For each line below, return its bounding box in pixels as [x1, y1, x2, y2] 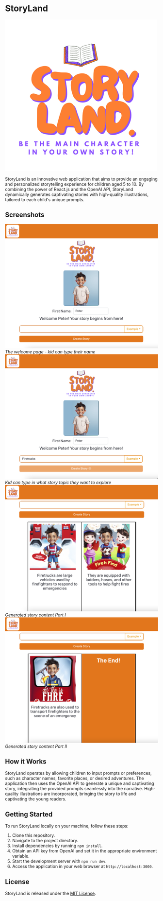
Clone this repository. [12, 832, 55, 838]
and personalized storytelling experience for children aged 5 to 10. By [5, 181, 144, 187]
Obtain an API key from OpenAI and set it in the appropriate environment [12, 848, 157, 854]
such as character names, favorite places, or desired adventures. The [5, 776, 144, 781]
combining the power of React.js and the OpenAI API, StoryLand [5, 186, 133, 192]
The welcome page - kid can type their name [5, 349, 96, 355]
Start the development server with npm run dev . [12, 858, 107, 864]
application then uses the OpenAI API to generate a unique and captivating [5, 780, 154, 786]
